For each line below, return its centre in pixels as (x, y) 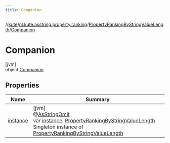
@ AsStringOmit (51, 114)
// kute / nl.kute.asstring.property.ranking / (47, 24)
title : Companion (24, 10)
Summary (98, 100)
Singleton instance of (58, 127)
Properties (22, 85)
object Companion (25, 69)
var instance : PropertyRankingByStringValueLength (94, 121)
